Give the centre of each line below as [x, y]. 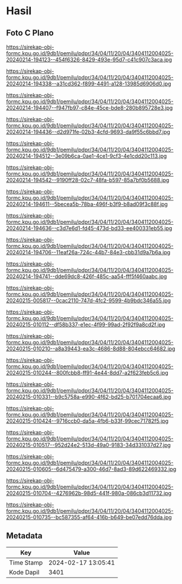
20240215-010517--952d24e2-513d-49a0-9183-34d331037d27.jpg [88, 445]
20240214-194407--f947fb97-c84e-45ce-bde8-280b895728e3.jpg [90, 108]
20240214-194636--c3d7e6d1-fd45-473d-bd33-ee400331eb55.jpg [89, 228]
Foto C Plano [30, 33]
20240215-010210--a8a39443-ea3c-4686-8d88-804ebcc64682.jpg [91, 349]
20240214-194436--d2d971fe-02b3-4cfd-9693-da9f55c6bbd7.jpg [88, 132]
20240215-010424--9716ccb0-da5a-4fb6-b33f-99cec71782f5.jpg [87, 421]
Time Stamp [26, 563]
